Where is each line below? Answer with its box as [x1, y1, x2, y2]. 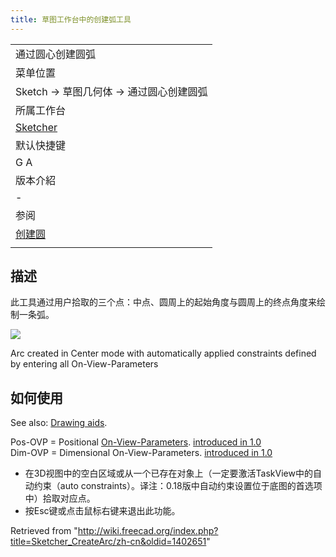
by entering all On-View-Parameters [10, 358, 159, 370]
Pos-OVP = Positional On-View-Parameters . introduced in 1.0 [10, 436, 262, 448]
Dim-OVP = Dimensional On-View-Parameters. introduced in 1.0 [10, 447, 273, 459]
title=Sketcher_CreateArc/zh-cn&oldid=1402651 [10, 536, 207, 548]
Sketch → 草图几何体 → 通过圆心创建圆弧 [15, 84, 208, 98]
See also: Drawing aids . [10, 417, 108, 429]
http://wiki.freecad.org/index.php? [77, 525, 219, 537]
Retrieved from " [10, 525, 78, 537]
